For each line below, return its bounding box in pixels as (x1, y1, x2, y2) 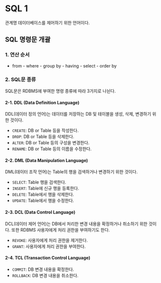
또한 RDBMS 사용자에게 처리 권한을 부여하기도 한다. (11, 227, 110, 233)
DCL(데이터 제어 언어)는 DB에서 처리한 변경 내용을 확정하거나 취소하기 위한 (5, 221, 148, 227)
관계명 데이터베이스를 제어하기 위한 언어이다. (5, 20, 90, 25)
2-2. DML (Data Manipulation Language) (5, 157, 88, 163)
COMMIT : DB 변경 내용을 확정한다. (12, 266, 74, 272)
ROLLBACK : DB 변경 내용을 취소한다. (12, 272, 79, 278)
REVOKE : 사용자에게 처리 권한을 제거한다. (12, 237, 88, 243)
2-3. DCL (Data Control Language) (5, 209, 76, 215)
